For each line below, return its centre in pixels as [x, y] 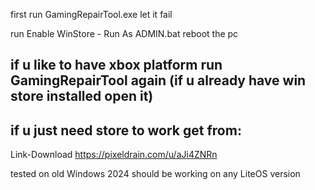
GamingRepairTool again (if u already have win [158, 80]
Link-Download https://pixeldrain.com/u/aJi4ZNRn [114, 155]
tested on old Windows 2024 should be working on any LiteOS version [155, 174]
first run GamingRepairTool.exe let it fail [91, 14]
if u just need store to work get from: [126, 130]
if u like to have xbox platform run [116, 65]
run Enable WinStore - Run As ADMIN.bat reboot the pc [124, 33]
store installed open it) [82, 96]
